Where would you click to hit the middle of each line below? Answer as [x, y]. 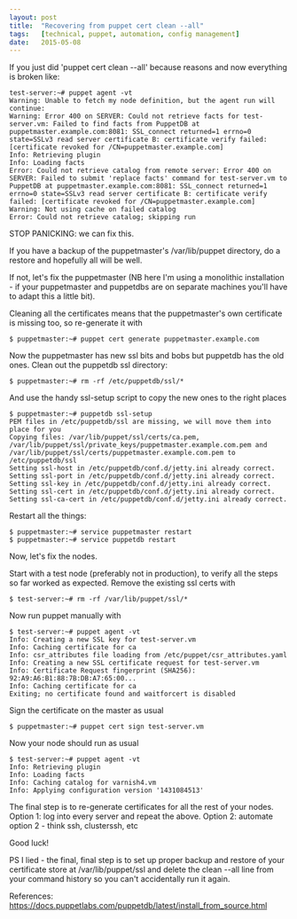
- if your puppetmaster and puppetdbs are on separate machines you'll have [148, 287]
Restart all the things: [48, 516]
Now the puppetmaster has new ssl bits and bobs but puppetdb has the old [147, 356]
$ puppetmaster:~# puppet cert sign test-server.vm [106, 727]
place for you [35, 430]
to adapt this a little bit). [52, 296]
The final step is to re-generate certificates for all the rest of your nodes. [141, 807]
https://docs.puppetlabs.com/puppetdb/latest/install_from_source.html [138, 906]
